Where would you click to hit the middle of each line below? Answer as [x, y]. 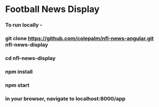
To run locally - [24, 25]
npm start [17, 85]
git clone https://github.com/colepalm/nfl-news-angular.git [79, 39]
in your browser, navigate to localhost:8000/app [65, 98]
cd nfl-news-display [30, 58]
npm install [19, 71]
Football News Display [52, 9]
